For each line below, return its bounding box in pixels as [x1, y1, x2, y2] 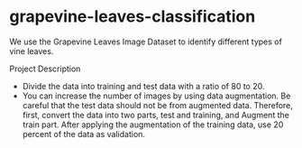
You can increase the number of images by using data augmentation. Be [22, 90, 291, 101]
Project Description [9, 63, 81, 74]
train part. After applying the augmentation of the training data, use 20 [22, 119, 284, 130]
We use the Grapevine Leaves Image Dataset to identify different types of [9, 36, 282, 47]
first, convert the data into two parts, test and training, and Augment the [22, 109, 290, 120]
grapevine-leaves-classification [9, 6, 256, 27]
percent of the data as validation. [22, 128, 146, 139]
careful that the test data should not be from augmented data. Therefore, [22, 99, 293, 110]
